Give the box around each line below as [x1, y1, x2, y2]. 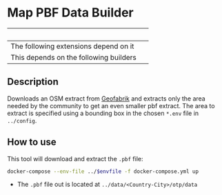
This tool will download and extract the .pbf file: [7, 154, 143, 163]
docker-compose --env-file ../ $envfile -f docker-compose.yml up [7, 167, 199, 175]
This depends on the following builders [10, 52, 137, 62]
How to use [7, 136, 57, 148]
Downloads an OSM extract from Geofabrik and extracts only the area [7, 94, 205, 103]
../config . [7, 116, 37, 125]
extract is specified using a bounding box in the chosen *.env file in [7, 109, 199, 117]
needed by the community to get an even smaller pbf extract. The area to [7, 101, 215, 110]
